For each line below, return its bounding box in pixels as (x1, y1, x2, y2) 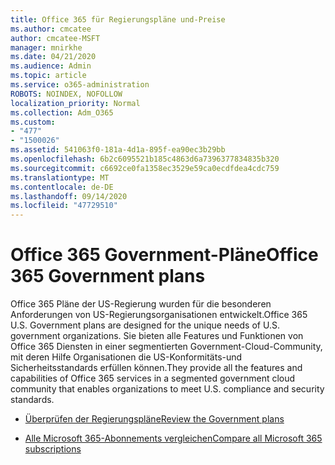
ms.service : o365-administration (10, 80, 150, 90)
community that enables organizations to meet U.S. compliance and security (10, 383, 325, 395)
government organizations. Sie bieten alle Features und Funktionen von (10, 330, 304, 342)
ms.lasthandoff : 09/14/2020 (10, 191, 128, 201)
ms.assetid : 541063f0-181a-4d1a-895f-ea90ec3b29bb (10, 145, 226, 155)
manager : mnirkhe (10, 42, 83, 53)
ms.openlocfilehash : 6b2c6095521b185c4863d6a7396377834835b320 (10, 154, 280, 164)
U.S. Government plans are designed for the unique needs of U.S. (10, 319, 280, 331)
